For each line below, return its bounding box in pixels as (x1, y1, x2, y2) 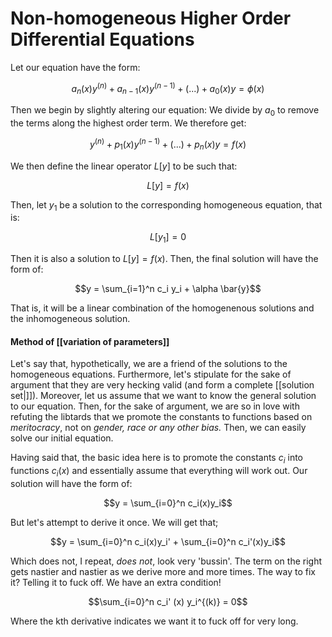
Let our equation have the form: (10, 61, 141, 73)
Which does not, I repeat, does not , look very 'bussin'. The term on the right (10, 555, 323, 567)
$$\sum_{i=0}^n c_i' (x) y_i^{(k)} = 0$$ (88, 596, 248, 608)
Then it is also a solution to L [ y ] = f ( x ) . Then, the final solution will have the (10, 253, 319, 265)
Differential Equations (10, 28, 195, 51)
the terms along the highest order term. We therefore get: (10, 117, 247, 129)
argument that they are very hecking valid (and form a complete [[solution (10, 379, 315, 391)
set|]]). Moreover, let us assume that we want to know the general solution (10, 390, 317, 402)
